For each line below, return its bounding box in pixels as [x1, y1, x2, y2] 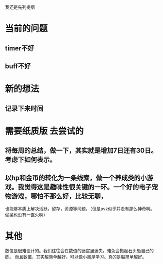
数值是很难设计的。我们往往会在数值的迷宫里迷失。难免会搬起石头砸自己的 [5, 247, 154, 253]
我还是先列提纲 [5, 4, 35, 10]
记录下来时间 [5, 104, 44, 113]
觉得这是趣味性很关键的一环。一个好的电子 [24, 183, 152, 191]
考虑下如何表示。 [5, 155, 56, 164]
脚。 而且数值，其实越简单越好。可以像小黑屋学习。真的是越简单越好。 [5, 254, 147, 260]
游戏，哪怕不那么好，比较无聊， [11, 192, 107, 200]
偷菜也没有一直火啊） [5, 211, 48, 218]
